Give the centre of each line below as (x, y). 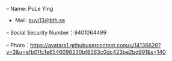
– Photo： (18, 45)
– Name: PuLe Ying (30, 9)
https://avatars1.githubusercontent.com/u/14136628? (95, 45)
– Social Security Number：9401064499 (57, 33)
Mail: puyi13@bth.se (40, 20)
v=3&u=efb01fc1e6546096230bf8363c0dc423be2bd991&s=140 (86, 52)
